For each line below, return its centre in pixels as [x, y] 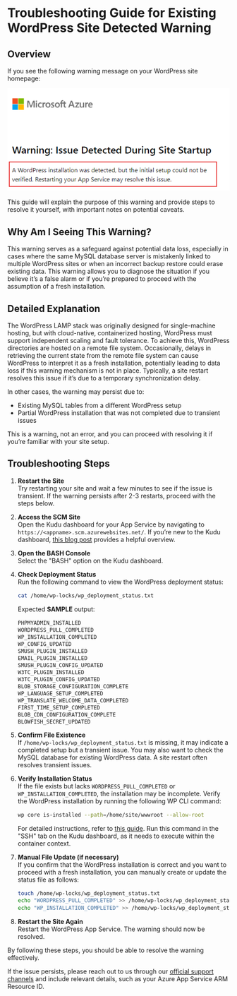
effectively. [24, 958]
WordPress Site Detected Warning [109, 28]
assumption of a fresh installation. [56, 287]
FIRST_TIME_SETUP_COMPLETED [59, 707]
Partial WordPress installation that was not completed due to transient [119, 413]
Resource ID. [26, 987]
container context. [44, 843]
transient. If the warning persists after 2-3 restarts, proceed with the [117, 496]
